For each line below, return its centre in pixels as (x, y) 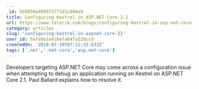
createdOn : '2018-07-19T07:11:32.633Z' (55, 45)
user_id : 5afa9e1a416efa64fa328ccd (50, 39)
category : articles (30, 28)
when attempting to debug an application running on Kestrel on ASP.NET (95, 73)
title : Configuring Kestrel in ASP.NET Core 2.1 (67, 17)
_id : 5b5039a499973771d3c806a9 (45, 12)
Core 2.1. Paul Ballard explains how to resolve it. (64, 80)
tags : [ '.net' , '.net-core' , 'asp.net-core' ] (61, 50)
